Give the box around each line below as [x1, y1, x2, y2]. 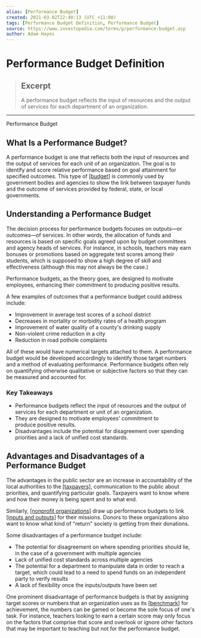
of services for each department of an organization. [20, 103, 148, 110]
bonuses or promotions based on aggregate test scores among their [6, 250, 175, 258]
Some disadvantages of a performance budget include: [6, 531, 142, 538]
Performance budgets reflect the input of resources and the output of [14, 402, 187, 410]
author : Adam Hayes [6, 31, 55, 37]
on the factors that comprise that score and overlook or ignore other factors [6, 618, 193, 625]
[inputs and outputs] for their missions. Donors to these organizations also [6, 513, 190, 520]
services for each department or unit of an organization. [14, 408, 154, 416]
